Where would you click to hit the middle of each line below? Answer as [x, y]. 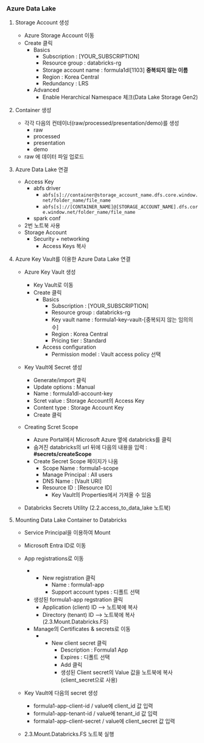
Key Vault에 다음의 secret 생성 [61, 693]
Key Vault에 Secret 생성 [53, 368]
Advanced [46, 90]
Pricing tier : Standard [79, 341]
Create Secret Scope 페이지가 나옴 [76, 461]
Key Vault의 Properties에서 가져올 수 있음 [101, 495]
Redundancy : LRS [65, 84]
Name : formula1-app [78, 585]
